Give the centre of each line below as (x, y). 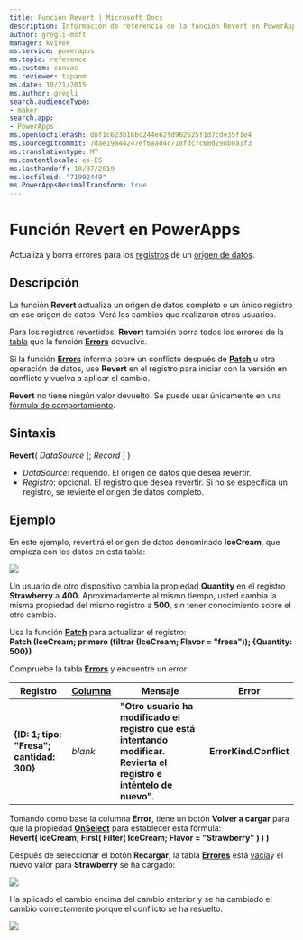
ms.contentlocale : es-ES (56, 160)
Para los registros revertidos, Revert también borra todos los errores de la (147, 332)
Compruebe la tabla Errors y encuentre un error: (99, 669)
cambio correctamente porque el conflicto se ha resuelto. (116, 908)
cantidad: (35, 756)
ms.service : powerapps (52, 51)
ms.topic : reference (48, 59)
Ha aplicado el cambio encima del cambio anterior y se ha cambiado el (141, 899)
